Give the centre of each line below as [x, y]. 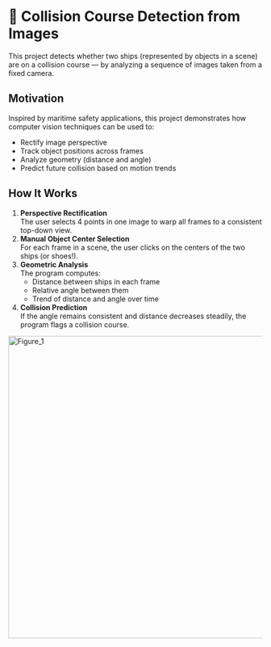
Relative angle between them [80, 290]
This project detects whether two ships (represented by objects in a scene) [133, 56]
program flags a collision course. [75, 324]
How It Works [43, 193]
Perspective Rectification [63, 212]
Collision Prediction [54, 307]
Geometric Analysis [54, 264]
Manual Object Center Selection [75, 238]
